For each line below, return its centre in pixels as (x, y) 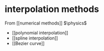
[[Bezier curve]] (28, 43)
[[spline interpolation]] (35, 38)
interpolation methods (52, 9)
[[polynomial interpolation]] (40, 32)
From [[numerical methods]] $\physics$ (46, 23)
